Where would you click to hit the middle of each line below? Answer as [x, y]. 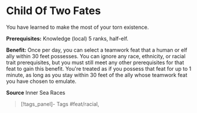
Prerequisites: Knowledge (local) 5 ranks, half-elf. [67, 38]
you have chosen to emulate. [41, 81]
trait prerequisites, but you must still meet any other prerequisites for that [95, 62]
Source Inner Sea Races [36, 92]
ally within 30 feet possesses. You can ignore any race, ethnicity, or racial [96, 56]
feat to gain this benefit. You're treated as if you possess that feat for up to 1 [99, 68]
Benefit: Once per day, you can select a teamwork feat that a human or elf [97, 50]
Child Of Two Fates [54, 11]
